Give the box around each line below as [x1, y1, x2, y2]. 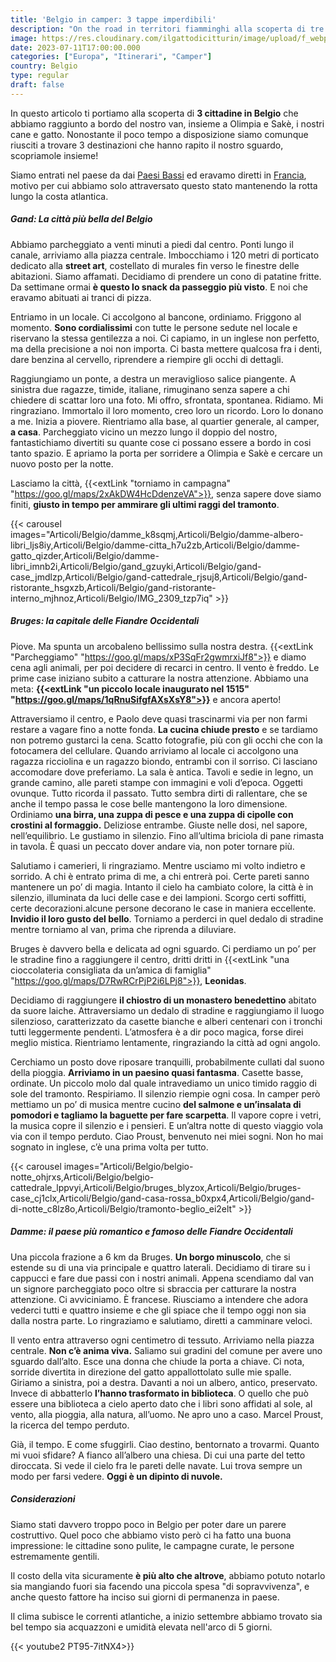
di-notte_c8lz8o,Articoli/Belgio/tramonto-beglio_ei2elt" [10, 1202, 237, 1215]
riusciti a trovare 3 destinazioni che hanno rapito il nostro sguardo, [10, 139, 284, 151]
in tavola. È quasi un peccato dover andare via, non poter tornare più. [10, 840, 295, 852]
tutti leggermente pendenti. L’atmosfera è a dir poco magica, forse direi [10, 1026, 304, 1038]
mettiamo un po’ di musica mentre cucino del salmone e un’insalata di [10, 1098, 302, 1110]
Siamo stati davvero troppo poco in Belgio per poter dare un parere [10, 1518, 287, 1530]
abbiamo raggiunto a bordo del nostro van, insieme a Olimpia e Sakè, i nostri [10, 117, 325, 130]
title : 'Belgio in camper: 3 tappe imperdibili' [10, 14, 217, 25]
